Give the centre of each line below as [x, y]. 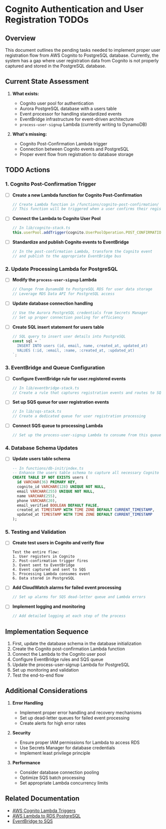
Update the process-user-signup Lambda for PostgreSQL [71, 665]
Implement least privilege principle [55, 753]
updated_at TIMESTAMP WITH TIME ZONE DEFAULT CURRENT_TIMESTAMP [85, 515]
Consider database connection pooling [59, 772]
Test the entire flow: [36, 552]
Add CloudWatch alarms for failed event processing [67, 588]
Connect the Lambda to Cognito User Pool [56, 219]
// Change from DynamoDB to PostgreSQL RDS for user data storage [82, 289]
